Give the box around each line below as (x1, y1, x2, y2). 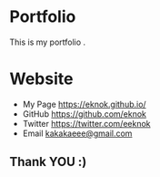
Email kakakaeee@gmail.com (22, 128, 133, 139)
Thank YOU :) (9, 154, 87, 170)
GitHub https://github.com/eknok (22, 108, 147, 120)
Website (9, 68, 74, 89)
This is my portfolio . (9, 36, 86, 47)
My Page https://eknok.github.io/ (22, 99, 147, 109)
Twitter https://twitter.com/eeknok (22, 118, 152, 129)
